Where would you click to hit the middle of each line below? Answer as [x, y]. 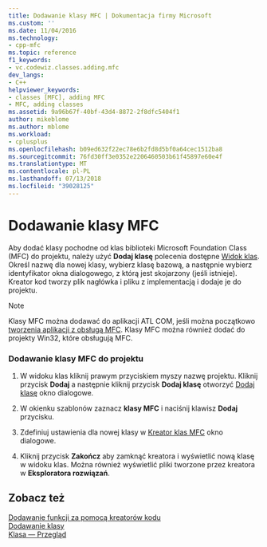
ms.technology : [33, 38]
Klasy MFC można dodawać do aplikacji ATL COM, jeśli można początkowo [132, 321]
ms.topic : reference [43, 53]
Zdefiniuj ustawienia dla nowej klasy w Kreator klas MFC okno [121, 432]
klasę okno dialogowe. [57, 392]
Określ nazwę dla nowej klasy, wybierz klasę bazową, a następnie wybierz [130, 265]
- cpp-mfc [25, 45]
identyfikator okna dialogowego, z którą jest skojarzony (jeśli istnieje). [123, 273]
